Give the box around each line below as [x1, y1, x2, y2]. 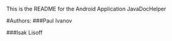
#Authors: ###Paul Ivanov [6, 17, 72, 24]
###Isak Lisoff [6, 29, 43, 36]
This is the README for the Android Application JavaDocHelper [6, 6, 166, 12]
